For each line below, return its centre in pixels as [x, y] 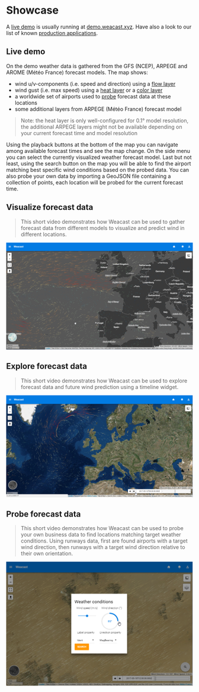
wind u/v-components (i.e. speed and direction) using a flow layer [95, 84]
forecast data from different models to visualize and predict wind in [102, 228]
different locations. [44, 234]
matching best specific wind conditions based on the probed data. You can [98, 170]
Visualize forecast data [50, 207]
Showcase [33, 10]
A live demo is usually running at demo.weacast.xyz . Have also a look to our [99, 27]
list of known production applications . [52, 33]
